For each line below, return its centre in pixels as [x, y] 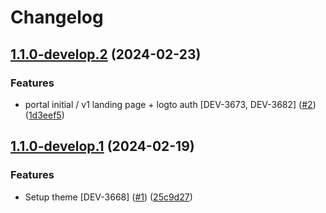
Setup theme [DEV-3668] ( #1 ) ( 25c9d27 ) [108, 197]
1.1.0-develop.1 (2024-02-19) [102, 146]
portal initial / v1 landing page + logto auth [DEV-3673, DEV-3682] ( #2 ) [170, 104]
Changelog [57, 17]
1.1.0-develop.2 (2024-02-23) [106, 54]
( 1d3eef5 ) [44, 115]
